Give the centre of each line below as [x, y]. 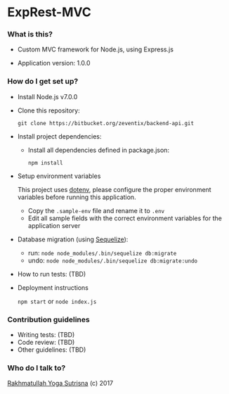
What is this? [30, 34]
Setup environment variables [59, 176]
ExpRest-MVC [49, 12]
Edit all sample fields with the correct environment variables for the [125, 218]
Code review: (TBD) [46, 343]
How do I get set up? [43, 82]
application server [54, 225]
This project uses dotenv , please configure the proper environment [115, 189]
